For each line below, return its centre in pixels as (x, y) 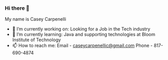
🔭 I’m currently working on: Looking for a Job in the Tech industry (81, 29)
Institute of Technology (37, 40)
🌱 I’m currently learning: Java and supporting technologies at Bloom (83, 35)
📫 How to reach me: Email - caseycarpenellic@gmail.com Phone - (82, 46)
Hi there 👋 (17, 8)
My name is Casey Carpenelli (35, 19)
